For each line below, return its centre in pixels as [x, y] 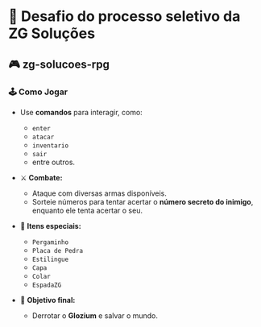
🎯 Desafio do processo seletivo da [124, 17]
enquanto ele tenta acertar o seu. [87, 210]
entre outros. [53, 162]
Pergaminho [50, 242]
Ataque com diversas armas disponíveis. [99, 193]
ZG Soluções [52, 33]
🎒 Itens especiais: [51, 226]
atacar [43, 137]
